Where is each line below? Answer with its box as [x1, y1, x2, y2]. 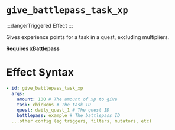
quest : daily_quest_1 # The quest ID [17, 107, 110, 113]
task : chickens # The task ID [17, 102, 92, 108]
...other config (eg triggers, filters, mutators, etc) [11, 118, 152, 124]
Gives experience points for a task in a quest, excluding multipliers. [6, 33, 170, 40]
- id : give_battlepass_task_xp [6, 85, 83, 91]
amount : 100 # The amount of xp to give [17, 96, 118, 102]
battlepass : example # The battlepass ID [17, 113, 120, 119]
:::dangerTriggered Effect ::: [6, 22, 73, 29]
